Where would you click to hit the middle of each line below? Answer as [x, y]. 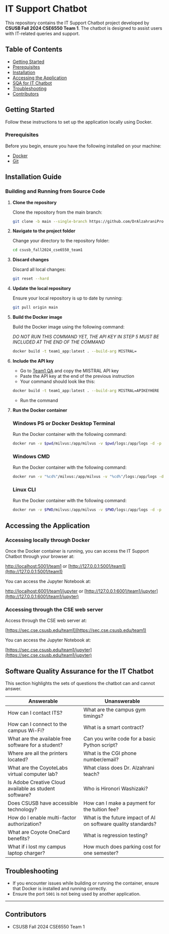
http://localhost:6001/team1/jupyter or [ [46, 591]
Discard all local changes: [39, 269]
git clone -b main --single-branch [50, 221]
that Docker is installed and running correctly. [60, 888]
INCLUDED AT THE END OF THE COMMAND [59, 342]
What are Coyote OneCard [39, 832]
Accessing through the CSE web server [54, 609]
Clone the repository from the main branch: [57, 212]
